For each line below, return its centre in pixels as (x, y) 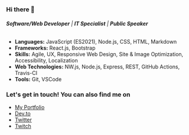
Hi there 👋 (21, 9)
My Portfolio (30, 107)
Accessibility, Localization (46, 61)
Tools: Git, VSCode (38, 80)
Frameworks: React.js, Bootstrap (55, 48)
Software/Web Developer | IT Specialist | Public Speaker (77, 24)
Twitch (23, 126)
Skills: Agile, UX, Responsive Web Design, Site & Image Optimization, (99, 54)
